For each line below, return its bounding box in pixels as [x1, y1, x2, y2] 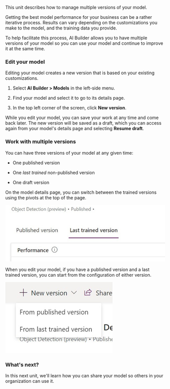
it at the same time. [5, 46, 46, 51]
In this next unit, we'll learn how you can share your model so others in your [5, 373, 163, 379]
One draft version [12, 179, 50, 185]
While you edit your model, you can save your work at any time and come [5, 114, 159, 121]
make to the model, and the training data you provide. [5, 25, 118, 31]
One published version [12, 160, 60, 166]
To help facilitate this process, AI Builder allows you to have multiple [5, 35, 148, 41]
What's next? [5, 361, 39, 368]
